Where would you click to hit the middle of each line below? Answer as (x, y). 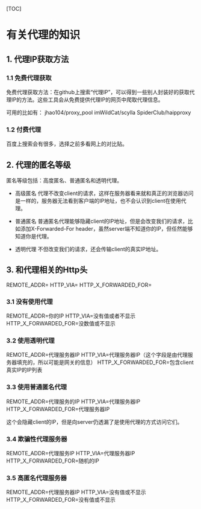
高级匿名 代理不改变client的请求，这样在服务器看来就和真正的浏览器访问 (104, 193)
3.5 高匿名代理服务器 (37, 478)
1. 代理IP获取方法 (38, 59)
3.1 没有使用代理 (29, 301)
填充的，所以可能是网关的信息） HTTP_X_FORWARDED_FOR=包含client (105, 362)
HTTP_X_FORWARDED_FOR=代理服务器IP (58, 409)
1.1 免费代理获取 (29, 78)
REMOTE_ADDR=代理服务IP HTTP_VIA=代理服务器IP (71, 453)
